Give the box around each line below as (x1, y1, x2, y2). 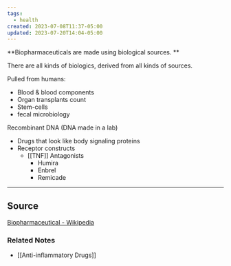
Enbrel (37, 166, 56, 174)
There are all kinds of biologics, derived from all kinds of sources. (7, 61, 193, 70)
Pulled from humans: (7, 75, 66, 83)
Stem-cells (16, 103, 48, 111)
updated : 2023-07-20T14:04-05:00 (7, 29, 103, 37)
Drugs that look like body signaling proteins (16, 137, 140, 145)
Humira (37, 159, 58, 167)
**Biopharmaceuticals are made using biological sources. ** (7, 48, 180, 57)
